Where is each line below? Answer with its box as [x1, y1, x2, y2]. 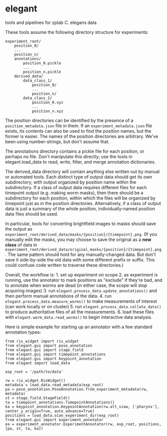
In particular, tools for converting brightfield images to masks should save [5, 220, 156, 226]
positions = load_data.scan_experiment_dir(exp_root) [5, 413, 120, 418]
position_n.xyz [31, 108, 64, 114]
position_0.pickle [23, 60, 61, 65]
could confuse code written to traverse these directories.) [5, 262, 124, 268]
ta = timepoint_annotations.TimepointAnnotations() [5, 400, 115, 405]
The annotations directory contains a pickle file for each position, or [5, 148, 145, 154]
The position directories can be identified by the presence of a [5, 117, 134, 123]
